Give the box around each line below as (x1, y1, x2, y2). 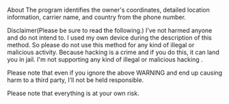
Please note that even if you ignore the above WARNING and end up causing (7, 68, 223, 77)
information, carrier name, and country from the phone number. (7, 13, 187, 21)
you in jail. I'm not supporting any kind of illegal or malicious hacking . (7, 55, 203, 64)
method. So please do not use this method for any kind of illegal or (7, 41, 195, 49)
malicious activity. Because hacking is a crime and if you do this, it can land (7, 48, 220, 56)
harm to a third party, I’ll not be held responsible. (7, 76, 144, 84)
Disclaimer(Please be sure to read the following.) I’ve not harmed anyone (7, 27, 213, 34)
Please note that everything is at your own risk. (7, 89, 139, 97)
